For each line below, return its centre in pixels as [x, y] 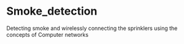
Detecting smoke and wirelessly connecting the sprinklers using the [92, 28]
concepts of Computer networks [48, 34]
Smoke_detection [52, 11]
